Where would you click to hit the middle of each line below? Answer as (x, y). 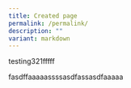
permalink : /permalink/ (49, 23)
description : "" (36, 31)
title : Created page (43, 16)
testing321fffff (32, 61)
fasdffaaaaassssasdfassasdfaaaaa (66, 77)
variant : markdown (39, 38)
